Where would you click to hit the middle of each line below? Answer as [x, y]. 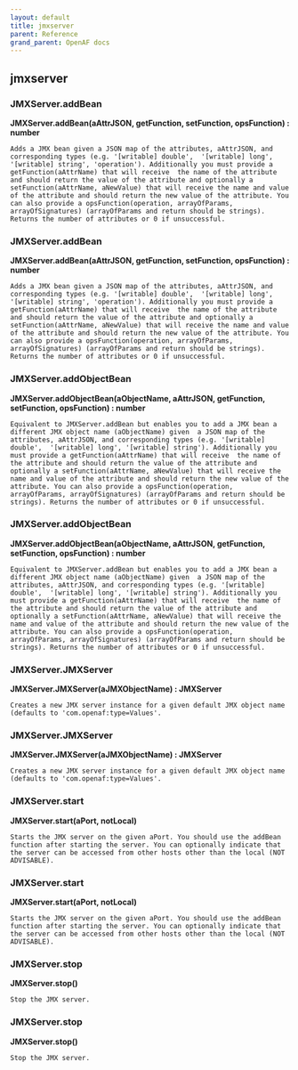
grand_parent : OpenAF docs [60, 42]
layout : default [40, 17]
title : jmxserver [42, 26]
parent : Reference [44, 34]
